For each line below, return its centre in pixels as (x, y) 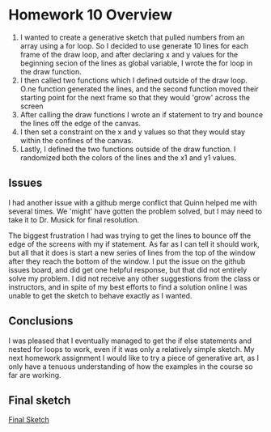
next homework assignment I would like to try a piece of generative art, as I (133, 358)
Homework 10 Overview (90, 15)
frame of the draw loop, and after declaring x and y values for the (129, 54)
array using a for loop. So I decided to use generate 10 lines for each (134, 45)
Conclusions (41, 321)
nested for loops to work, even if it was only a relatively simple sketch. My (131, 349)
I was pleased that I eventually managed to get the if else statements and (130, 341)
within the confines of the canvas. (76, 140)
